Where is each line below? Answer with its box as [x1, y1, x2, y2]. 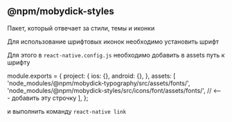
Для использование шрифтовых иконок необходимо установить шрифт [7, 37, 220, 46]
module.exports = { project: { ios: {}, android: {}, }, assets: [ [7, 71, 176, 80]
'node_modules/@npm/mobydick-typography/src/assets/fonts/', [7, 79, 190, 87]
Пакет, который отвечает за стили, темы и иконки [7, 24, 155, 32]
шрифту [7, 58, 30, 67]
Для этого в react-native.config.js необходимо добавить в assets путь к [7, 51, 225, 59]
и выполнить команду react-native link [7, 107, 127, 115]
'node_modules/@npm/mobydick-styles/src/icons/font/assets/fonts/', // [7, 86, 212, 94]
